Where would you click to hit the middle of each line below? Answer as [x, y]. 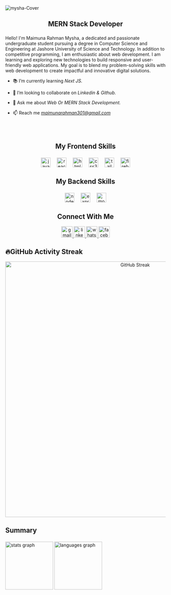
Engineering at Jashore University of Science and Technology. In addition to [85, 49]
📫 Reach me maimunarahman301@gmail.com [62, 113]
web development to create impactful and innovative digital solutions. [78, 71]
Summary [21, 530]
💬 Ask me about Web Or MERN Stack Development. [67, 103]
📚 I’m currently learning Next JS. [48, 81]
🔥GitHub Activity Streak [44, 252]
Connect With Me [85, 217]
